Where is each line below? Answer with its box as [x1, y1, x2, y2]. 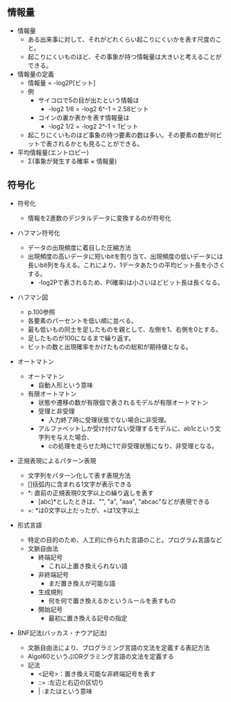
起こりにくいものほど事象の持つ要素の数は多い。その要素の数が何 [27, 131, 216, 139]
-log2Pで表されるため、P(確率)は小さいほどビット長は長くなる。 [37, 278, 224, 287]
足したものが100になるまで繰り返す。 [27, 333, 135, 342]
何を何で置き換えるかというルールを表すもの [48, 596, 176, 605]
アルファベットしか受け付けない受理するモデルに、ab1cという [37, 424, 215, 433]
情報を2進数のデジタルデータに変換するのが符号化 [27, 214, 171, 222]
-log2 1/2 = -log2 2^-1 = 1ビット [48, 122, 139, 130]
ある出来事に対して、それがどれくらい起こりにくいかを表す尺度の [27, 35, 216, 43]
